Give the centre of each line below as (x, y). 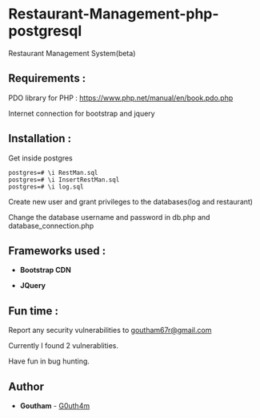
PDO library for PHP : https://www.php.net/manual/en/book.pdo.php (121, 98)
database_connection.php (51, 225)
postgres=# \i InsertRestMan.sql (64, 180)
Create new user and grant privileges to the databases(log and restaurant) (131, 201)
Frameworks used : (57, 251)
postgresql (45, 31)
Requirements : (47, 78)
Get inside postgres (41, 158)
